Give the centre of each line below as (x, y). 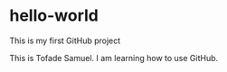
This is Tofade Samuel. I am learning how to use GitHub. (114, 58)
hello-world (54, 16)
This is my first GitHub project (65, 40)
